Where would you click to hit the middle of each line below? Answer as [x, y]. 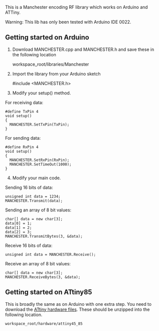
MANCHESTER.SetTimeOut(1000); [40, 164]
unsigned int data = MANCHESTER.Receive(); [51, 254]
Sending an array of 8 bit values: [38, 210]
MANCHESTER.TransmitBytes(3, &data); [44, 236]
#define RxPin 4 [22, 147]
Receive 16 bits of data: [29, 245]
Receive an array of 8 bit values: [38, 263]
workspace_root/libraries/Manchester [51, 64]
